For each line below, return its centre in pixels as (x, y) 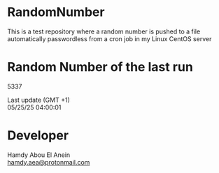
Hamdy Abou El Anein (39, 155)
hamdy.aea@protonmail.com (49, 162)
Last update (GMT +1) (38, 100)
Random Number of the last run (100, 67)
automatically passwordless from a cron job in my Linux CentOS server (109, 38)
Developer (38, 136)
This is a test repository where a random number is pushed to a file (104, 31)
